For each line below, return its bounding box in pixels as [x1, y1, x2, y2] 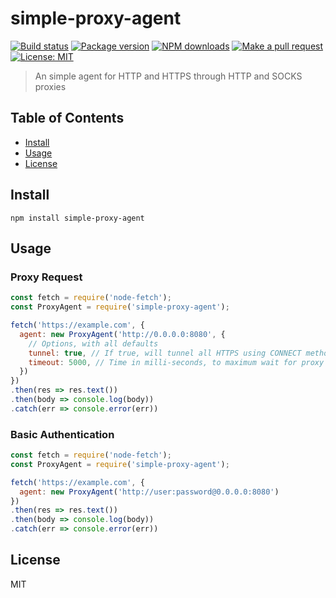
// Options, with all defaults [28, 338, 159, 349]
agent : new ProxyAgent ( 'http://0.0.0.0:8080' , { [19, 329, 226, 339]
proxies [34, 80, 67, 92]
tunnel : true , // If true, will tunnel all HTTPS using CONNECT [28, 348, 302, 358]
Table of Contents [10, 110, 125, 127]
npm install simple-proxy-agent [10, 213, 145, 223]
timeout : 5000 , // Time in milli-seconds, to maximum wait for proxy [28, 357, 325, 367]
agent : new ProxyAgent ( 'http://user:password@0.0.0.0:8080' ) [19, 487, 280, 497]
